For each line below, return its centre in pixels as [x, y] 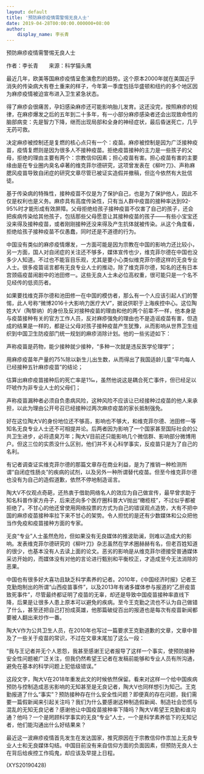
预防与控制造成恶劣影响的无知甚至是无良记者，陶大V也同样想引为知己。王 [99, 687]
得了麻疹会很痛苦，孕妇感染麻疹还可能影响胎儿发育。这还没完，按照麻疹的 [99, 107]
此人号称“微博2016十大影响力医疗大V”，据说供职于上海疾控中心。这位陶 [107, 303]
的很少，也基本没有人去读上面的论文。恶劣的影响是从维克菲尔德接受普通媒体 [102, 551]
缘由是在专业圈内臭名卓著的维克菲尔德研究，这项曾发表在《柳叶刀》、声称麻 [101, 166]
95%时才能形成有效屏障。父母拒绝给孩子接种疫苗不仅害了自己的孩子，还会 [100, 209]
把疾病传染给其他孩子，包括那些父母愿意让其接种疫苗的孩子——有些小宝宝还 [102, 216]
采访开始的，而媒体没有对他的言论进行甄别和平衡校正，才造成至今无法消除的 [102, 559]
